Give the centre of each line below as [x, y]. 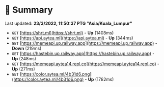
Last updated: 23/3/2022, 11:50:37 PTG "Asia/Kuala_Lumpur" [68, 23]
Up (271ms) [23, 69]
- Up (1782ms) [99, 79]
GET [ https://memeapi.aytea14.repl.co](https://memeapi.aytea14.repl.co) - [85, 64]
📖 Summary [29, 10]
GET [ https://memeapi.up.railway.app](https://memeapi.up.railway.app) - [84, 43]
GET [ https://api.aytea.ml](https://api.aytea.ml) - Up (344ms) [72, 38]
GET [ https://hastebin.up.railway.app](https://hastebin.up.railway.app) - [83, 53]
